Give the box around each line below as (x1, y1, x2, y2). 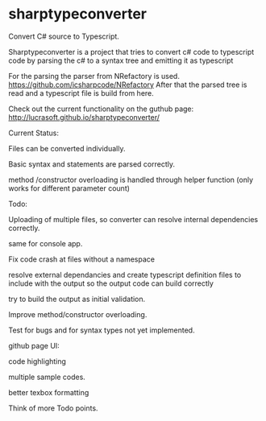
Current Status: (8, 128, 59, 138)
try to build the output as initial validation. (8, 294, 146, 303)
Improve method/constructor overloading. (8, 309, 148, 319)
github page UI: (8, 341, 60, 350)
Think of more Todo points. (8, 403, 98, 413)
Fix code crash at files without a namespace (8, 254, 156, 264)
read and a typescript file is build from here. (8, 88, 155, 97)
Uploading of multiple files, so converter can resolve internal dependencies (8, 214, 259, 224)
